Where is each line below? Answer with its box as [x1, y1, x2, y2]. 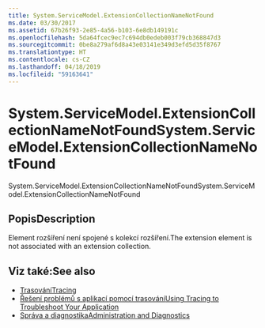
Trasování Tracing [19, 285, 77, 295]
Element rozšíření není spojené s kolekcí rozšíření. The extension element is [8, 233, 252, 243]
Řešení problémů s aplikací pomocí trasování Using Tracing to [19, 294, 219, 303]
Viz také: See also [8, 264, 96, 277]
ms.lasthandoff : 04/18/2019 [8, 63, 101, 71]
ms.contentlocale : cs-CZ [8, 56, 90, 64]
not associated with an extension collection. [8, 242, 152, 251]
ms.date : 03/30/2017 [8, 19, 77, 27]
